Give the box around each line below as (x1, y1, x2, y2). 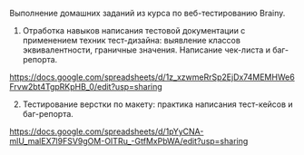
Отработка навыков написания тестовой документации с (22, 25, 246, 35)
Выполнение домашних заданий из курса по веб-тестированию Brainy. (9, 8, 286, 18)
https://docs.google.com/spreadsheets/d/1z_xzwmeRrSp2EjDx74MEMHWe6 (9, 72, 295, 82)
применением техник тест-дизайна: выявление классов (22, 35, 240, 45)
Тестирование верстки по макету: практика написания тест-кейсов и (22, 99, 293, 110)
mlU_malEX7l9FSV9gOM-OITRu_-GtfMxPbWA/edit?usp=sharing (9, 136, 249, 146)
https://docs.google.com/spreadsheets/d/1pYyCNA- (9, 126, 204, 137)
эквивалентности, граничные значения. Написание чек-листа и (22, 44, 270, 55)
